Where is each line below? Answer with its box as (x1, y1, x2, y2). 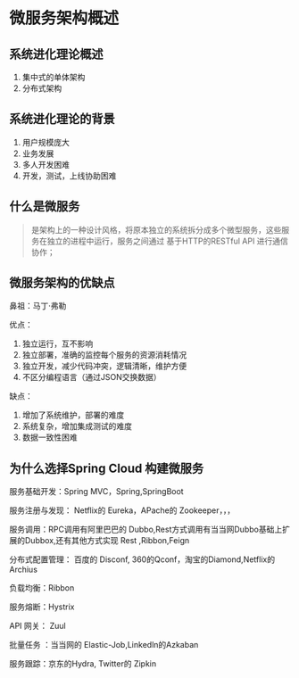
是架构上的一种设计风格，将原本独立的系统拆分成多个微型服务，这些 (30, 224, 282, 235)
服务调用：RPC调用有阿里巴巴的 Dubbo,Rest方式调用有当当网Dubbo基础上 (9, 524, 283, 535)
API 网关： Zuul (9, 621, 66, 632)
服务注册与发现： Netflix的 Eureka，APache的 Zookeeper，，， (9, 505, 235, 516)
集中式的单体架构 (21, 72, 86, 82)
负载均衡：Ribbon (9, 583, 75, 593)
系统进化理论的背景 (9, 112, 115, 127)
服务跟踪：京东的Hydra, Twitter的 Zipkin (9, 658, 157, 669)
